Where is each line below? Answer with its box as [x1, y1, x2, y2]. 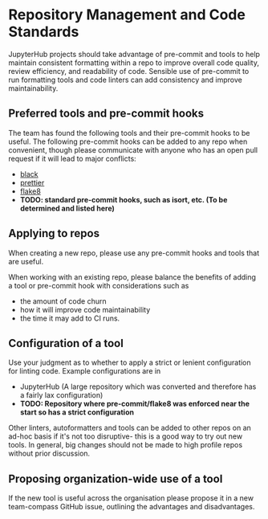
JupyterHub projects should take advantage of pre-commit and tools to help [8, 49, 261, 59]
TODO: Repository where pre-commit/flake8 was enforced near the [19, 399, 250, 409]
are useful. [8, 256, 44, 266]
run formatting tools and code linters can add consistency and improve [8, 75, 242, 84]
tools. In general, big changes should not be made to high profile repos [8, 440, 243, 450]
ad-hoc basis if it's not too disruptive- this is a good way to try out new [8, 431, 243, 441]
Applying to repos [8, 227, 100, 240]
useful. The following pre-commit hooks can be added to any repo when [8, 137, 248, 146]
